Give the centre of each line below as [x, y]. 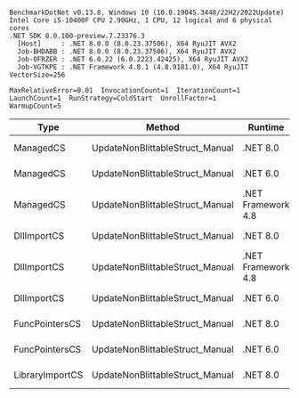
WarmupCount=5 [36, 106]
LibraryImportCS [48, 375]
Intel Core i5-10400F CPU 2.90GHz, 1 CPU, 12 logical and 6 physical [141, 20]
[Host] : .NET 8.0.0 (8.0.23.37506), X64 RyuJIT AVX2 [127, 44]
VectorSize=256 [37, 75]
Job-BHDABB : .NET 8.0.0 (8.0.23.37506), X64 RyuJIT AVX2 [127, 52]
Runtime [266, 127]
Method [162, 127]
